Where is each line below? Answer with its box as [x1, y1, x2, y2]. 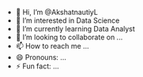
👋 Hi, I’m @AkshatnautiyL [15, 8, 99, 16]
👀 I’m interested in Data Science [15, 16, 120, 25]
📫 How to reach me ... [15, 42, 89, 50]
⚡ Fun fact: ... [15, 61, 59, 71]
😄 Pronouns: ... [15, 53, 67, 62]
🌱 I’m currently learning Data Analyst [15, 24, 136, 33]
